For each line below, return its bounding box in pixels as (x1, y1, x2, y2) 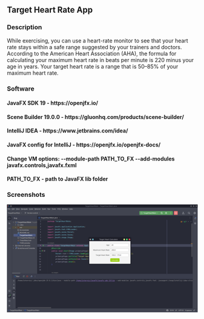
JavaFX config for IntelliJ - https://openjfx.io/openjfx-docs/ (7, 141, 161, 148)
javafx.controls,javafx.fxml (7, 161, 77, 169)
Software (7, 84, 35, 93)
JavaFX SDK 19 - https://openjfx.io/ (7, 100, 99, 107)
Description (7, 23, 42, 32)
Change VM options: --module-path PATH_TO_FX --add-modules (7, 155, 175, 162)
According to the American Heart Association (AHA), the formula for (7, 50, 177, 57)
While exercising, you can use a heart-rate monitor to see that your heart (7, 36, 188, 44)
